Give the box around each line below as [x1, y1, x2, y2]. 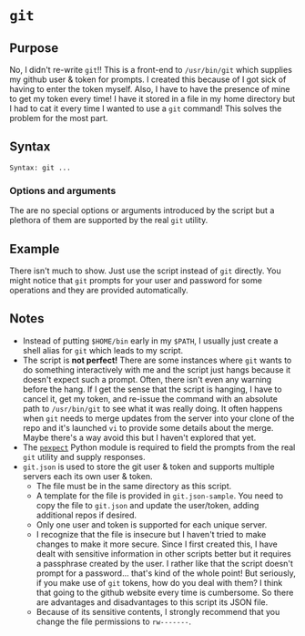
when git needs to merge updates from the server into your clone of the [22, 413, 295, 424]
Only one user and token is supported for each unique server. [36, 518, 268, 530]
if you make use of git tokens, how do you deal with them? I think [36, 577, 283, 588]
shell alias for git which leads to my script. [22, 344, 184, 355]
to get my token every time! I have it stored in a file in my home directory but [9, 94, 296, 104]
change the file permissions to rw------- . [36, 616, 192, 627]
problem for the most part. [9, 113, 108, 123]
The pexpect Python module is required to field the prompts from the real [22, 441, 296, 453]
